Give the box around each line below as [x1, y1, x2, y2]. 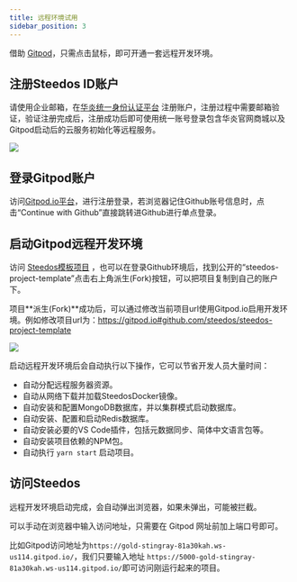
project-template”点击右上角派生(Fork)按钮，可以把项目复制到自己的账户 [9, 272, 278, 284]
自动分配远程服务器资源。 [22, 379, 118, 390]
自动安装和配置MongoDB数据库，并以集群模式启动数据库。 [22, 402, 241, 413]
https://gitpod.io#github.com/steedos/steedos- [97, 314, 273, 325]
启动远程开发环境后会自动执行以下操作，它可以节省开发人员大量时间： [9, 359, 270, 370]
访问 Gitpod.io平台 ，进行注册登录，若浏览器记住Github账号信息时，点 [9, 196, 265, 207]
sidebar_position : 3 [9, 22, 87, 31]
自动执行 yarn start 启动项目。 [22, 447, 139, 458]
